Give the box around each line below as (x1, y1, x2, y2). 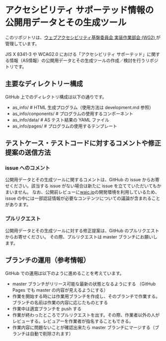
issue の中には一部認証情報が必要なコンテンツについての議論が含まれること (5, 195, 161, 202)
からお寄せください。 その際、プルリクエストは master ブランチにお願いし (5, 233, 158, 239)
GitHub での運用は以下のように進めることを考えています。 (5, 270, 124, 276)
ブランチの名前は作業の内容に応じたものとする (12, 299, 108, 305)
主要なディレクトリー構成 (5, 80, 83, 88)
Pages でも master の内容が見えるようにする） (12, 287, 108, 293)
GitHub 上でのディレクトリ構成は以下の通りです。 (5, 94, 107, 100)
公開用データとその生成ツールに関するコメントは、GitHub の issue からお (5, 177, 155, 183)
